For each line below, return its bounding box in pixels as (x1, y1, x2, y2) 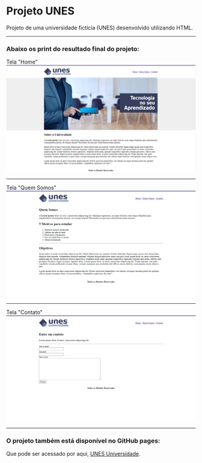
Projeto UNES (6, 4, 75, 18)
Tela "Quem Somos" (6, 184, 57, 192)
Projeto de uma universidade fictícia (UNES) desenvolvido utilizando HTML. (6, 24, 194, 31)
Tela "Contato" (6, 309, 43, 316)
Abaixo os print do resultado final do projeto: (6, 44, 139, 53)
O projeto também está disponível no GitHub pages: (6, 437, 161, 445)
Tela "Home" (6, 58, 38, 65)
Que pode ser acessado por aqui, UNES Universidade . (6, 450, 141, 458)
